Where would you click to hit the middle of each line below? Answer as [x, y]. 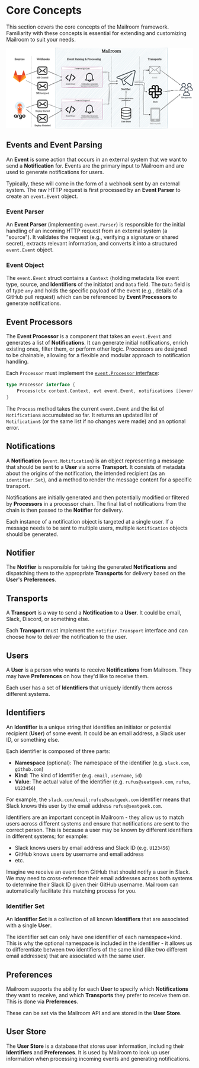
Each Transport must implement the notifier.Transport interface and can [97, 631]
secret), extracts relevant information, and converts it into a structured [92, 244]
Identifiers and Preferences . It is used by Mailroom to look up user [88, 1052]
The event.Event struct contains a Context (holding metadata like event [93, 278]
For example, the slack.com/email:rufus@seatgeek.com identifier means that [98, 799]
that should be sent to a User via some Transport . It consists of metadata [96, 467]
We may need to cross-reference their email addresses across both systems [99, 878]
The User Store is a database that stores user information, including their [95, 1046]
